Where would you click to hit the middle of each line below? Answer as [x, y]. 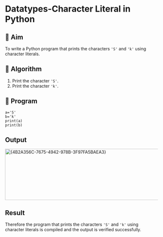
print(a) [14, 121]
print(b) [14, 125]
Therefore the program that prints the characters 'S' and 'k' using [72, 224]
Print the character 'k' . [35, 86]
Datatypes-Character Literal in [68, 9]
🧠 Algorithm [24, 69]
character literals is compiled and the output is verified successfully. [73, 230]
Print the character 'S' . [35, 80]
